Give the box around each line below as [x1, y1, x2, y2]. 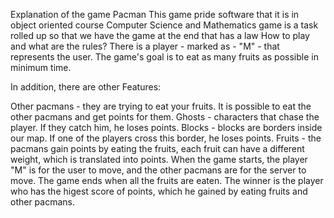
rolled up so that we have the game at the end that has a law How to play [10, 30, 310, 41]
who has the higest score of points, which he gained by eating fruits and [10, 185, 308, 197]
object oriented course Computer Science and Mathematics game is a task [10, 19, 319, 31]
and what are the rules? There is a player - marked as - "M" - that [10, 40, 280, 52]
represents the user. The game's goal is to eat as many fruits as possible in [10, 51, 319, 63]
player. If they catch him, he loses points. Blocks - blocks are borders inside [10, 122, 323, 133]
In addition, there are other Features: [10, 81, 162, 93]
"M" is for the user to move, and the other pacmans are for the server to [10, 164, 307, 176]
